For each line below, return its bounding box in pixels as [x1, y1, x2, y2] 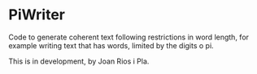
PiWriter [8, 6, 66, 24]
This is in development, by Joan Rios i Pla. [8, 56, 150, 66]
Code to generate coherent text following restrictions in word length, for [8, 32, 250, 42]
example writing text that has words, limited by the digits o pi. [8, 40, 214, 50]
